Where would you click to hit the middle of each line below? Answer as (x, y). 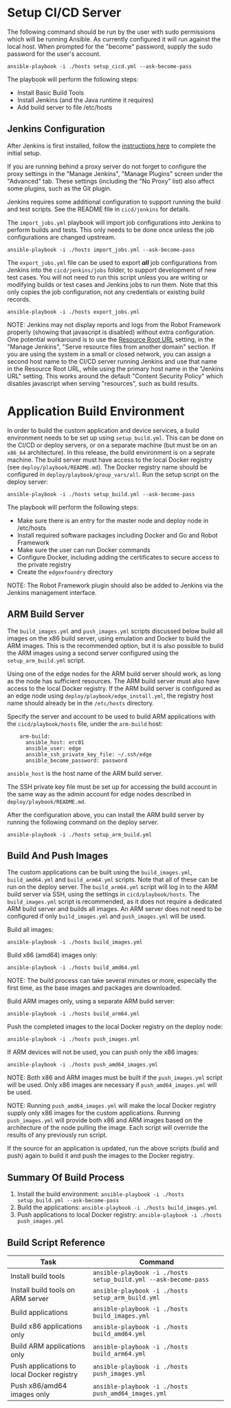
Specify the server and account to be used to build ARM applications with (111, 716)
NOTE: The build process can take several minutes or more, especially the (112, 981)
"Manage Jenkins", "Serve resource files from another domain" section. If (111, 346)
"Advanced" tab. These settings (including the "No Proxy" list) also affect (111, 181)
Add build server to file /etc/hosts (65, 107)
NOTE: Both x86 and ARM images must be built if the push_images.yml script (115, 1077)
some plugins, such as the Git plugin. (59, 188)
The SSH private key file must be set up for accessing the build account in (112, 786)
